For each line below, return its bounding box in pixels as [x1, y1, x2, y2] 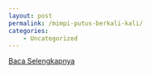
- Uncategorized [23, 34, 79, 43]
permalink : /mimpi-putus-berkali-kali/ [8, 19, 144, 27]
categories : [8, 27, 49, 35]
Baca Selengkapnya [8, 56, 75, 66]
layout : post [8, 11, 53, 20]
